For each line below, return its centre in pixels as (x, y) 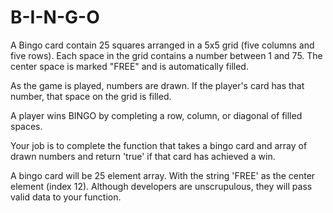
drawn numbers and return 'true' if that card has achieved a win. (143, 156)
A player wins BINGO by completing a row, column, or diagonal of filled (156, 115)
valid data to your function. (66, 197)
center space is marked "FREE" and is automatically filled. (129, 66)
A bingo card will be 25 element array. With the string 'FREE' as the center (163, 175)
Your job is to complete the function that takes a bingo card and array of (159, 145)
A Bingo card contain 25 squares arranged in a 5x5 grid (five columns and (162, 45)
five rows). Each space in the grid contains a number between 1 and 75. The (166, 55)
